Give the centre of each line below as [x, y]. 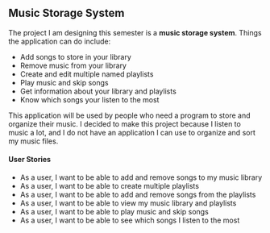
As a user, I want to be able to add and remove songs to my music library [141, 177]
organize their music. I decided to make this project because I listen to [125, 123]
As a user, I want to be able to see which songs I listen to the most [130, 220]
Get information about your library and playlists [98, 91]
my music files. [33, 141]
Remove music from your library [73, 65]
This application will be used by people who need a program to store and [130, 115]
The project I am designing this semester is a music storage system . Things [135, 32]
